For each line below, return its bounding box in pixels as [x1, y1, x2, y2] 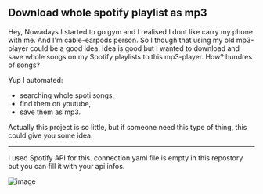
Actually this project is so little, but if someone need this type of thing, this [8, 122, 247, 131]
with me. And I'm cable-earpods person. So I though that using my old [8, 35, 235, 45]
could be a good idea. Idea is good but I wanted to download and [30, 43, 240, 53]
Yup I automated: [8, 75, 63, 84]
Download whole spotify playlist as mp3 [8, 6, 207, 20]
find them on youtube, [19, 99, 92, 108]
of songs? [8, 60, 41, 70]
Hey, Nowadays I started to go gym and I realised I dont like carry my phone [8, 27, 253, 36]
